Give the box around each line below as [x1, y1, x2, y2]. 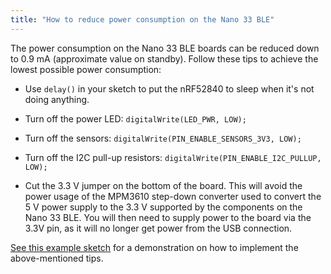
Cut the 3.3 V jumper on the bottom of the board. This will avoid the [24, 179, 303, 191]
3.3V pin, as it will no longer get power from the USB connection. [24, 222, 293, 234]
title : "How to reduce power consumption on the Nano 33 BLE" [10, 14, 275, 25]
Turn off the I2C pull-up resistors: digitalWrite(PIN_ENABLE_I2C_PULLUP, [24, 151, 322, 163]
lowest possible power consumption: [10, 63, 162, 75]
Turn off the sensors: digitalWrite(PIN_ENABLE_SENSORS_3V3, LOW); [24, 132, 302, 144]
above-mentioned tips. [10, 252, 104, 264]
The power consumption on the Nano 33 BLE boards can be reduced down [10, 42, 320, 54]
